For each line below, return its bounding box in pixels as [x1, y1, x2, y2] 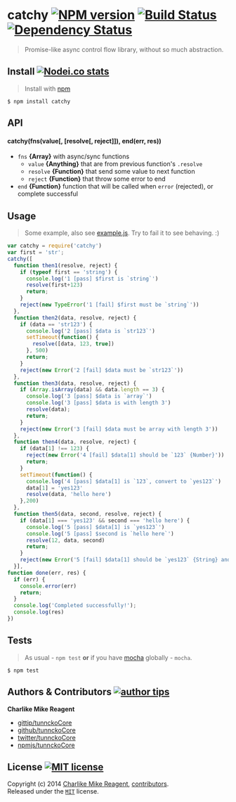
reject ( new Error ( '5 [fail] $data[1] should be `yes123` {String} [20, 556, 218, 564]
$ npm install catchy [7, 98, 71, 105]
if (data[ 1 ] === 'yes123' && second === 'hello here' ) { [20, 517, 190, 524]
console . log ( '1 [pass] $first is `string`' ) [25, 275, 159, 282]
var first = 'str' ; [7, 249, 65, 256]
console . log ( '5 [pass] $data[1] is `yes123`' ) [25, 523, 165, 530]
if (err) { [13, 575, 46, 583]
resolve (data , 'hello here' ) [25, 491, 112, 498]
